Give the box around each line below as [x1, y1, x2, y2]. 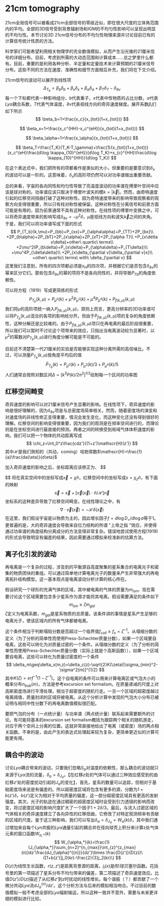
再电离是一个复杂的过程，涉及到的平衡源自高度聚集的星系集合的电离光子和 [5, 564, 155, 570]
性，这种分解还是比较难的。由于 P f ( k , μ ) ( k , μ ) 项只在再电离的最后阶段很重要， [5, 321, 156, 328]
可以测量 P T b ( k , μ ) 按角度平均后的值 [13, 352, 82, 359]
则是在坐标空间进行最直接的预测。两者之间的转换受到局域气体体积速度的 [5, 427, 150, 432]
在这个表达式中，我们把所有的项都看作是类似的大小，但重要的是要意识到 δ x [5, 165, 155, 172]
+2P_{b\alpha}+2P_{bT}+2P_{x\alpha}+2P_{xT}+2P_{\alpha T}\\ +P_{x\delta [6, 234, 158, 240]
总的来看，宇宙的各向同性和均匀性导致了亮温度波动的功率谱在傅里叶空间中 [5, 183, 155, 189]
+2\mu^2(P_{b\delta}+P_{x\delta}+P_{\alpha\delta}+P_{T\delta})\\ [16, 244, 148, 250]
